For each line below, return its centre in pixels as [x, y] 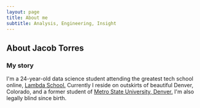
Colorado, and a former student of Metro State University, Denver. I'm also [100, 92]
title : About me [27, 18]
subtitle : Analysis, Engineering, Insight [61, 23]
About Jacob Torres [45, 48]
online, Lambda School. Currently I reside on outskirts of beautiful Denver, [100, 85]
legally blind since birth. [37, 98]
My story [20, 65]
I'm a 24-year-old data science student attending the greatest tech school [100, 79]
